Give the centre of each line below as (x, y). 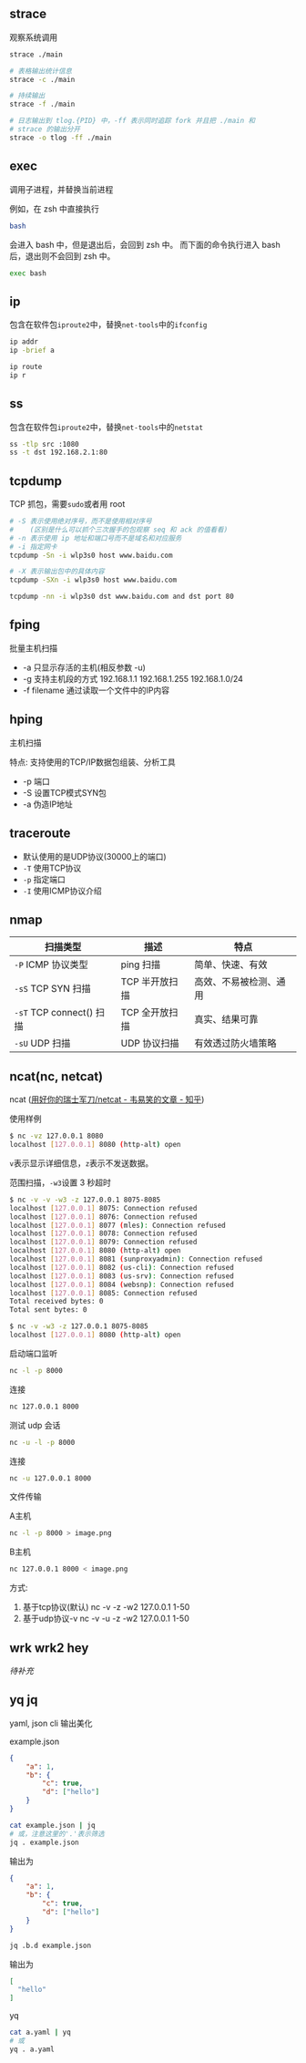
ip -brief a (32, 351)
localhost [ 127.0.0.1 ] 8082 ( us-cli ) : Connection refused (122, 1267)
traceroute (40, 834)
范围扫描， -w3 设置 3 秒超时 (61, 1182)
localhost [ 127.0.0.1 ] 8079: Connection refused (103, 1243)
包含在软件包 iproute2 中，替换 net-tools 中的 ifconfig (108, 325)
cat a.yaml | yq (40, 2032)
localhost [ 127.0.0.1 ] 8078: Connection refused (103, 1233)
